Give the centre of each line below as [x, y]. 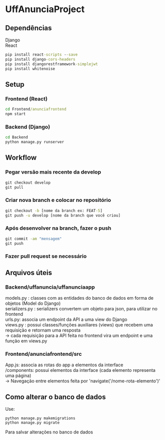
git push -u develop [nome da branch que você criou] [63, 215]
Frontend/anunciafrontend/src [44, 354]
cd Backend [17, 137]
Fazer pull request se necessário [46, 256]
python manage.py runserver [35, 142]
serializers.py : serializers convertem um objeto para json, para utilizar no [81, 309]
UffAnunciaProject [45, 9]
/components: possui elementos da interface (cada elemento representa [80, 370]
